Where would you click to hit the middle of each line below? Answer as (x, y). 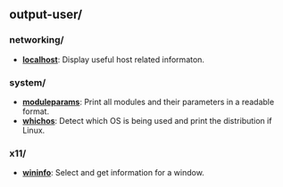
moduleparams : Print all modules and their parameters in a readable (148, 102)
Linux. (33, 130)
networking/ (37, 40)
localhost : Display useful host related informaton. (113, 59)
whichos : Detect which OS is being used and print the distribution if (147, 120)
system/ (28, 82)
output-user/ (46, 15)
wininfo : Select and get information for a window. (113, 173)
